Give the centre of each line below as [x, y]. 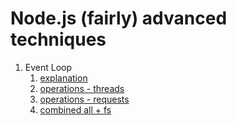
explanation [63, 78]
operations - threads [82, 88]
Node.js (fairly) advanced [119, 18]
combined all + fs [75, 109]
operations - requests [84, 99]
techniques [58, 39]
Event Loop [48, 67]
